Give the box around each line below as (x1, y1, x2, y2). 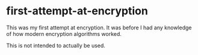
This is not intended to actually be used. (6, 42, 105, 49)
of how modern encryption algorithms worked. (6, 30, 122, 37)
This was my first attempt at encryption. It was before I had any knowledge (6, 24, 192, 31)
